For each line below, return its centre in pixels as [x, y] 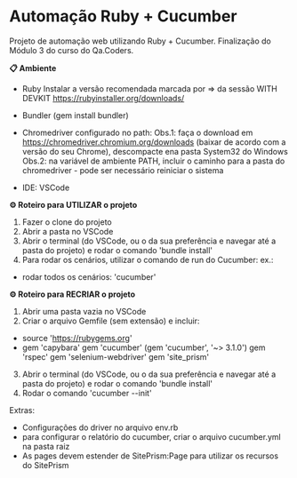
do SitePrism [45, 465]
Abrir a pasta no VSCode [68, 231]
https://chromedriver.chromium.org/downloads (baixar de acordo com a [154, 142]
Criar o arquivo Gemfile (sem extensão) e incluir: [111, 321]
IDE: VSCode [46, 187]
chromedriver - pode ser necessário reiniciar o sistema [123, 170]
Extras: [22, 410]
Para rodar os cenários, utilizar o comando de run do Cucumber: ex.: [148, 259]
